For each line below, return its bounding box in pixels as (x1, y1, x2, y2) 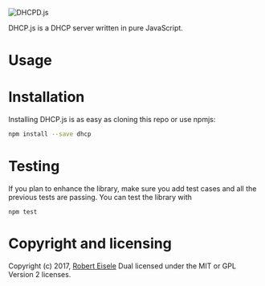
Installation (8, 88, 85, 106)
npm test (8, 207, 38, 216)
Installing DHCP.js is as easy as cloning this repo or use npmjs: (8, 115, 216, 125)
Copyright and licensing (8, 235, 173, 253)
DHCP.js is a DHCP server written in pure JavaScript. (8, 23, 183, 32)
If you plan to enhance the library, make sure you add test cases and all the (8, 183, 257, 193)
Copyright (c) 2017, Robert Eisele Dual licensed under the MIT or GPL (8, 261, 237, 271)
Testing (8, 157, 60, 176)
